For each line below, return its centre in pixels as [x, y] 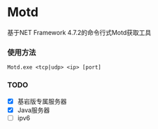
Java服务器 [34, 110]
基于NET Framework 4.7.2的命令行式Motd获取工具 [79, 32]
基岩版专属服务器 [42, 101]
